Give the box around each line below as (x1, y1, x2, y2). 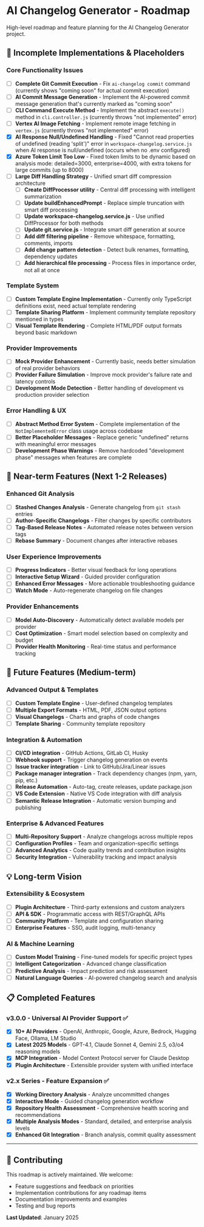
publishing (15, 803, 41, 811)
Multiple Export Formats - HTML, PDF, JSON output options (15, 706, 167, 713)
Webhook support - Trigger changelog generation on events (15, 756, 168, 763)
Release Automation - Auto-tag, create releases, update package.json (15, 783, 192, 791)
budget (15, 636, 33, 644)
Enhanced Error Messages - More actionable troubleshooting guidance (15, 580, 195, 587)
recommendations (15, 1112, 61, 1119)
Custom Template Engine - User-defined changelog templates (15, 699, 173, 707)
